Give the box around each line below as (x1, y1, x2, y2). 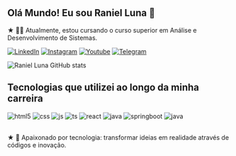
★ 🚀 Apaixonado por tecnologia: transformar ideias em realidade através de (7, 133, 229, 142)
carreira (7, 93, 44, 105)
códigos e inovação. (7, 141, 67, 150)
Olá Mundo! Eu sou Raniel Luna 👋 (7, 7, 156, 19)
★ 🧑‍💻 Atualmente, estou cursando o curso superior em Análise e (7, 26, 197, 34)
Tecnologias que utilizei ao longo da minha (7, 82, 200, 94)
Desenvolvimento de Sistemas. (7, 33, 98, 42)
